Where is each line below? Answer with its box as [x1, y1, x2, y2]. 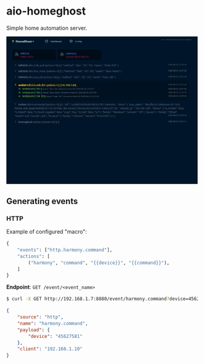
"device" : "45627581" [28, 333, 83, 339]
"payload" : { [17, 326, 50, 333]
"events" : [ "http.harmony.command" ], [17, 247, 113, 253]
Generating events [6, 196, 78, 206]
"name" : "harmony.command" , [17, 320, 88, 326]
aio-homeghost [6, 4, 86, 18]
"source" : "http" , [17, 314, 64, 320]
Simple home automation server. [6, 24, 87, 32]
